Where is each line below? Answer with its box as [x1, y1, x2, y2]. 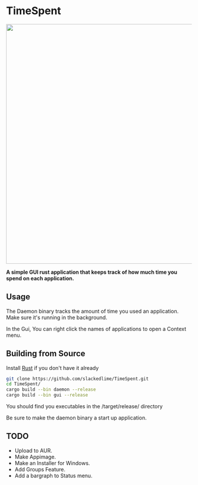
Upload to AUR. [14, 447, 52, 454]
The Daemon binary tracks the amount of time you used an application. [6, 307, 179, 314]
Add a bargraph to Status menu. [14, 472, 93, 479]
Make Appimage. [14, 453, 56, 460]
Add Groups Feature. [14, 466, 66, 473]
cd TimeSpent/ [6, 381, 41, 387]
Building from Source [6, 349, 85, 359]
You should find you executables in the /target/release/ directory [6, 403, 163, 410]
